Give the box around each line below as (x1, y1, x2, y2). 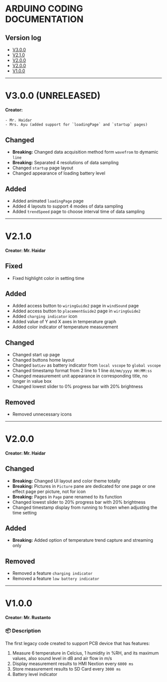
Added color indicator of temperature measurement (12, 324, 118, 330)
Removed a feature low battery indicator (12, 576, 99, 582)
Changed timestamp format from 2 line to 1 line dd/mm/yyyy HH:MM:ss (12, 368, 153, 374)
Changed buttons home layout (12, 357, 75, 363)
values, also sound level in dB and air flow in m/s (12, 656, 112, 662)
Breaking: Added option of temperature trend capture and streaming (12, 537, 153, 543)
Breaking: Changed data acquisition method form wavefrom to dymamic (12, 149, 159, 155)
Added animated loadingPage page (12, 198, 84, 204)
